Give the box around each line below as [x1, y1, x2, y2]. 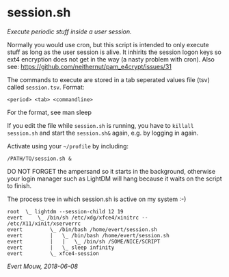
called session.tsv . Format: [7, 83, 85, 91]
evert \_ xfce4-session [7, 250, 99, 257]
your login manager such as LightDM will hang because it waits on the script [7, 174, 222, 183]
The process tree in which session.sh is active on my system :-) [7, 195, 187, 203]
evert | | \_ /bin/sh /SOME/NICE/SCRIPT [7, 238, 161, 245]
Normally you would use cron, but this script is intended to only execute [7, 40, 210, 49]
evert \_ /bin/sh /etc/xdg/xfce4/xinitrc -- [7, 214, 148, 221]
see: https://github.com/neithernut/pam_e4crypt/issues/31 [7, 62, 172, 70]
